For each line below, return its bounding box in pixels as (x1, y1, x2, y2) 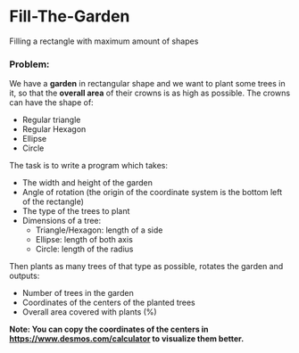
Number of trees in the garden (21, 288, 134, 299)
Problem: (9, 58, 50, 70)
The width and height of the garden (21, 177, 154, 188)
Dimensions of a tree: (21, 216, 102, 226)
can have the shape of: (9, 97, 94, 108)
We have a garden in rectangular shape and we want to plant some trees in (9, 78, 286, 89)
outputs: (9, 270, 40, 282)
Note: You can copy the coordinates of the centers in (9, 324, 209, 335)
